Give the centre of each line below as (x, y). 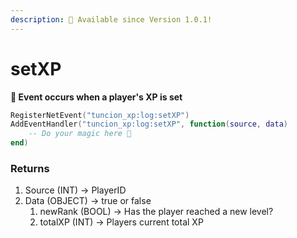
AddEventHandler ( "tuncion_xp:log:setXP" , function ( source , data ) (149, 124)
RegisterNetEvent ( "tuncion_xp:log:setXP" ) (100, 115)
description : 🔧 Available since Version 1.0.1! (111, 19)
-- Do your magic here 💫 (80, 134)
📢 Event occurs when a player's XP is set (96, 97)
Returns (30, 168)
